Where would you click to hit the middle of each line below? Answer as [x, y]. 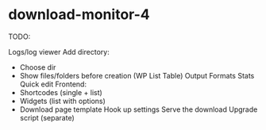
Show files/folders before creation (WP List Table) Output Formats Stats [137, 75]
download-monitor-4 [79, 15]
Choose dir [38, 67]
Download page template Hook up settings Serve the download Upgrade [139, 109]
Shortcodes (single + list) [61, 92]
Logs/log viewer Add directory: [59, 52]
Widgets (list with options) [62, 101]
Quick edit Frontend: [53, 84]
